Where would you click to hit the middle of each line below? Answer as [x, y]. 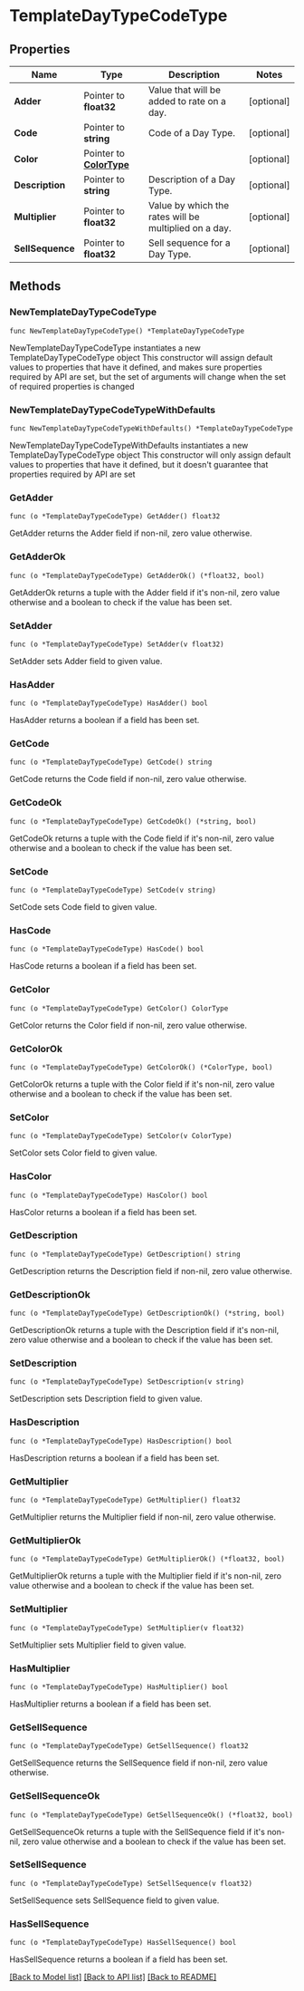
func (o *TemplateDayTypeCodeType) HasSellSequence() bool [123, 1943]
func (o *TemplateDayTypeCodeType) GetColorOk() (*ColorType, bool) [141, 1067]
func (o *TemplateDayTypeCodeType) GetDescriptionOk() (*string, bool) [147, 1314]
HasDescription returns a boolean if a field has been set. [114, 1458]
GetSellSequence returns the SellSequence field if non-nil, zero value [139, 1763]
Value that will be [185, 90]
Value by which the [189, 205]
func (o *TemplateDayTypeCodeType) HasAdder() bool [109, 703]
